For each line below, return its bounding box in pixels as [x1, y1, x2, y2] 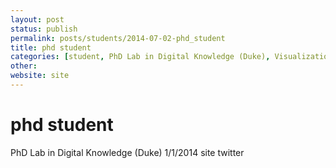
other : [10, 61, 38, 71]
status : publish [10, 24, 78, 34]
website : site [10, 71, 70, 81]
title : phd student [10, 42, 92, 53]
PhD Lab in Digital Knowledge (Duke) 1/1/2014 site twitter [10, 146, 245, 158]
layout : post [10, 14, 65, 25]
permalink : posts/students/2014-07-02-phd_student [10, 33, 226, 43]
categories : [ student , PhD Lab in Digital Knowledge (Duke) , [10, 52, 271, 62]
